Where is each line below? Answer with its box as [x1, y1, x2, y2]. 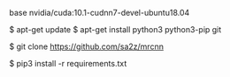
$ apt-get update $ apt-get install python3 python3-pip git [9, 24, 222, 34]
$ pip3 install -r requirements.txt [9, 59, 127, 68]
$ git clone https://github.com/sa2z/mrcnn [9, 41, 164, 52]
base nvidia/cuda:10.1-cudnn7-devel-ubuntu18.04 [9, 8, 190, 17]
